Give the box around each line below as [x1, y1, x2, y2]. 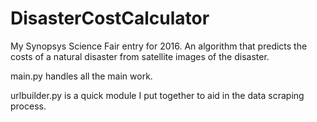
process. [10, 100, 47, 112]
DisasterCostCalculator [10, 7, 210, 30]
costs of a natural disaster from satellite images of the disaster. [10, 50, 270, 62]
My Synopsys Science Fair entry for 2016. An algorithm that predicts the [10, 40, 308, 52]
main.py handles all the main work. [10, 70, 153, 82]
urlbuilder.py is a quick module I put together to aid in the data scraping [10, 89, 305, 101]
